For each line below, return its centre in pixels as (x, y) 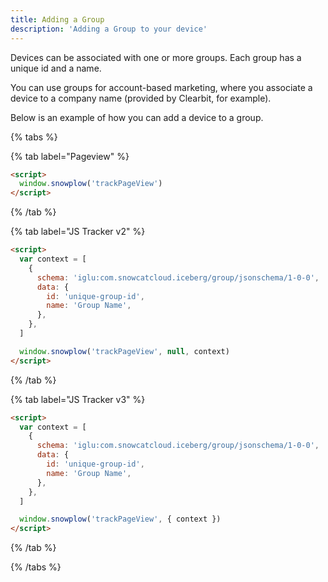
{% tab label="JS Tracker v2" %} (78, 232)
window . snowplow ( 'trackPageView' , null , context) (124, 351)
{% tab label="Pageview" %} (70, 156)
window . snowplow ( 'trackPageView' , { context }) (120, 519)
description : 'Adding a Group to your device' (109, 29)
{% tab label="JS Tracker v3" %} (78, 399)
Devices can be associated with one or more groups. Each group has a (156, 57)
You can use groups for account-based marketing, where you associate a (161, 87)
